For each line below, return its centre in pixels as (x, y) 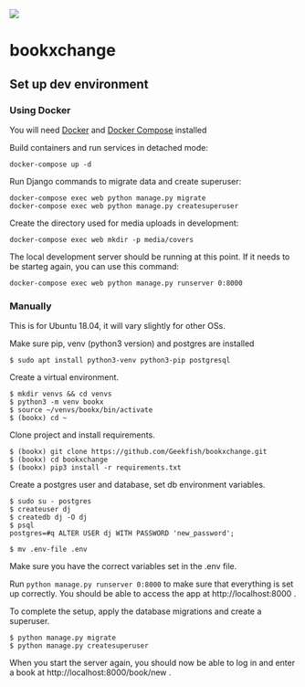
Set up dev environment (79, 84)
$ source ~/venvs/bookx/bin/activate (81, 410)
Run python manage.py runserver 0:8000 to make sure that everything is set (152, 584)
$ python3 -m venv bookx (57, 402)
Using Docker (40, 110)
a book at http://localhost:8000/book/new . (90, 672)
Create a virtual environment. (64, 377)
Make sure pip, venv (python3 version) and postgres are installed (132, 343)
